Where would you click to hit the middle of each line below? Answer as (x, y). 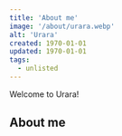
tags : (19, 60)
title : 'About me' (44, 18)
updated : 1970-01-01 (48, 52)
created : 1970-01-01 (48, 43)
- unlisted (38, 69)
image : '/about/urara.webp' (62, 26)
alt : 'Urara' (34, 34)
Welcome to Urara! (44, 94)
